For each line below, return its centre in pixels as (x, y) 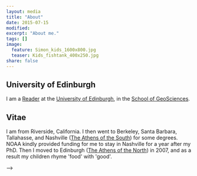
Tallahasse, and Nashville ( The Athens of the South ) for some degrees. (92, 138)
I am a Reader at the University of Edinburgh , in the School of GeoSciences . (98, 99)
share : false (22, 61)
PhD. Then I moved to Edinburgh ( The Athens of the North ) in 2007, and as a (99, 150)
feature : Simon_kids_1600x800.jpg (54, 50)
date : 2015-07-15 (27, 22)
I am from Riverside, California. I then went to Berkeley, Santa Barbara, (92, 132)
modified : (18, 28)
